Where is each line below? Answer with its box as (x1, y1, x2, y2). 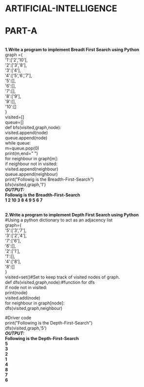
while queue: (5, 140, 31, 146)
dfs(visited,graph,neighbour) (5, 305, 63, 311)
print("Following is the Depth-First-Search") (5, 320, 93, 326)
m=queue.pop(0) (5, 145, 39, 151)
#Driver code (5, 315, 32, 321)
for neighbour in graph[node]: (5, 300, 65, 306)
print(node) (5, 290, 28, 296)
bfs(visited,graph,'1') (5, 182, 46, 188)
